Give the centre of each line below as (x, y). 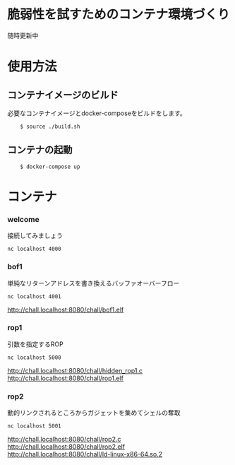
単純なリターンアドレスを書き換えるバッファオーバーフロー (94, 283)
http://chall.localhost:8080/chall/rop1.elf (65, 378)
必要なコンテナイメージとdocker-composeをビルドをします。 (97, 113)
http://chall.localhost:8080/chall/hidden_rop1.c (75, 370)
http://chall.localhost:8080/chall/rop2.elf (66, 447)
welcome (24, 219)
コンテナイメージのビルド (63, 95)
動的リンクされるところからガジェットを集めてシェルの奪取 (94, 413)
